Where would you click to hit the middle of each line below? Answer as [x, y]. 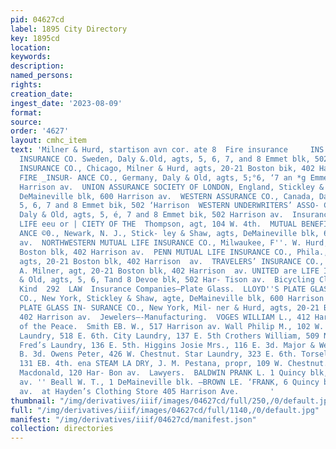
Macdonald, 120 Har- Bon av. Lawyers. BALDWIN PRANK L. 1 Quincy [163, 373]
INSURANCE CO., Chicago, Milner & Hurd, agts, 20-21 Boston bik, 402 [167, 168]
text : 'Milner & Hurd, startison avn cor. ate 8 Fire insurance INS [167, 150]
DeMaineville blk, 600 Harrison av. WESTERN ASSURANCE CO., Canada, [167, 196]
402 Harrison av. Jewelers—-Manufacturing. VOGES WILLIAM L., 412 [165, 317]
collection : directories [62, 429]
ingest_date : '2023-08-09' [66, 103]
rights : [26, 85]
